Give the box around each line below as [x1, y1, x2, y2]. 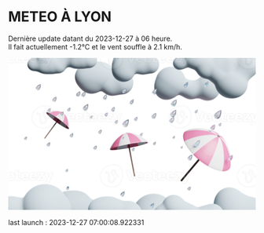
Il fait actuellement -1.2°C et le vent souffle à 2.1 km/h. [8, 42, 183, 51]
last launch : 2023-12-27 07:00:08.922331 [8, 218, 145, 228]
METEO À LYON [8, 8, 112, 26]
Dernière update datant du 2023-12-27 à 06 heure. [8, 34, 173, 43]
